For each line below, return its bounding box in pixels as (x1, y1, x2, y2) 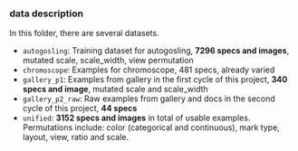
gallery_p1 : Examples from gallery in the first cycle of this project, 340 (22, 74, 288, 85)
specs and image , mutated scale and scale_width (22, 84, 208, 95)
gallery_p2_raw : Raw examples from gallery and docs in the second (22, 93, 276, 104)
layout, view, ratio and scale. (22, 132, 130, 143)
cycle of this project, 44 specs (22, 103, 138, 114)
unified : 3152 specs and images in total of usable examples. (22, 112, 251, 124)
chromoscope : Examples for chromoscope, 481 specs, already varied (22, 64, 275, 75)
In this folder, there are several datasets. (9, 28, 160, 39)
